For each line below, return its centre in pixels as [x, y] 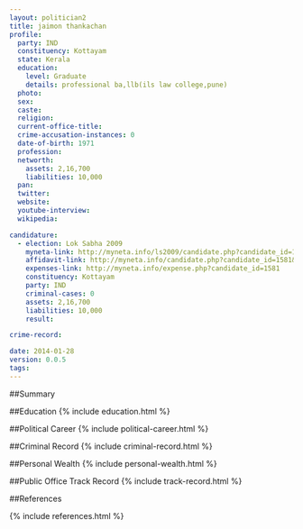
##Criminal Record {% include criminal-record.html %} [111, 446]
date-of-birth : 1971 [56, 143]
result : [40, 319]
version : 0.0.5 [38, 360]
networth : [36, 160]
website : [34, 202]
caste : [30, 110]
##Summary [32, 394]
